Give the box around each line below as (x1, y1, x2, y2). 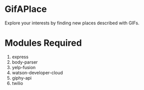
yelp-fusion (11, 64, 36, 70)
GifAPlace (4, 3, 47, 15)
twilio (11, 80, 23, 86)
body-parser (11, 59, 38, 65)
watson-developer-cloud (11, 70, 63, 76)
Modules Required (4, 37, 82, 49)
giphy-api (11, 75, 32, 81)
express (11, 54, 28, 60)
